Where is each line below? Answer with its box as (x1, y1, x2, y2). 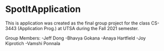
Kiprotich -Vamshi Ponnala (5, 40, 61, 46)
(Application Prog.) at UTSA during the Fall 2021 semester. (17, 25, 139, 31)
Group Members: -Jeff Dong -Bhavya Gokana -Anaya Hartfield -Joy (5, 35, 146, 41)
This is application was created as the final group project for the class (5, 20, 150, 26)
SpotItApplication (5, 3, 81, 15)
